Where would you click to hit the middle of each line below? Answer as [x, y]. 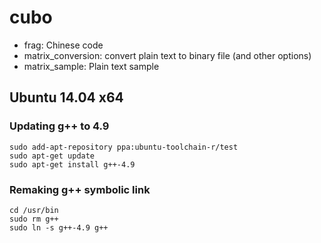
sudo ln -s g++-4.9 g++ [59, 227]
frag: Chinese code [63, 45]
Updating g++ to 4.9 [59, 126]
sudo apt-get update [52, 156]
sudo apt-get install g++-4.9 [72, 164]
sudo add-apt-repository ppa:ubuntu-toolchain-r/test [124, 147]
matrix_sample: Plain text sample [91, 66]
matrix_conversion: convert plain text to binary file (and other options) [167, 55]
